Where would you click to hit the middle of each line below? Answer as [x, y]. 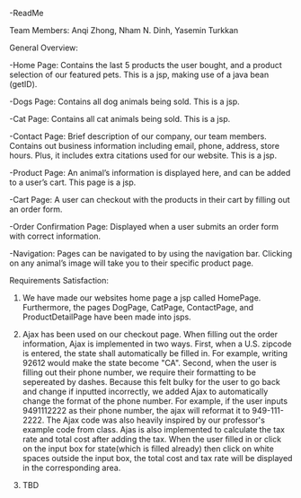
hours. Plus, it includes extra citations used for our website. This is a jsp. [143, 155]
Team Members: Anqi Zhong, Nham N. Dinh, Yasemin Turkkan [124, 30]
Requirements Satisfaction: [59, 280]
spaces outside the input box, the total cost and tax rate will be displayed [157, 458]
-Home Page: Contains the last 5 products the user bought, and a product [146, 65]
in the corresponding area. [71, 467]
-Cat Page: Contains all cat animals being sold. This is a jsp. [120, 119]
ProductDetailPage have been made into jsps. [106, 317]
